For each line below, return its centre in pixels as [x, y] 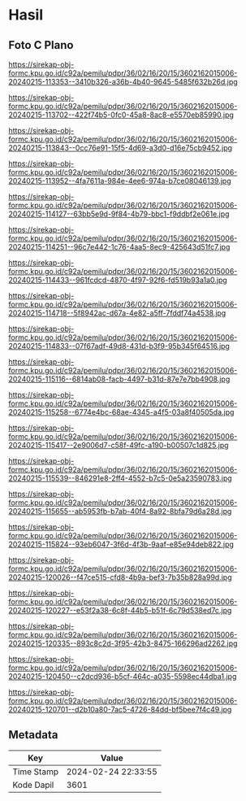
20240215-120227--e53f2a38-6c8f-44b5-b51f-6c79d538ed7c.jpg [120, 610]
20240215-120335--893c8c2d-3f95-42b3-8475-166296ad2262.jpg [123, 643]
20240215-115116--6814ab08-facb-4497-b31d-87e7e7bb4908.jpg [119, 379]
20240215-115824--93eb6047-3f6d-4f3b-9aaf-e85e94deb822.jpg [121, 544]
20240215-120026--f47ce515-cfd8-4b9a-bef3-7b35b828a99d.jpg [120, 577]
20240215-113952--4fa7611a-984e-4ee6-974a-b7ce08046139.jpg [120, 181]
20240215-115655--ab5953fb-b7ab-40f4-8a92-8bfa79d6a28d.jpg [120, 511]
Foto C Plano [41, 45]
